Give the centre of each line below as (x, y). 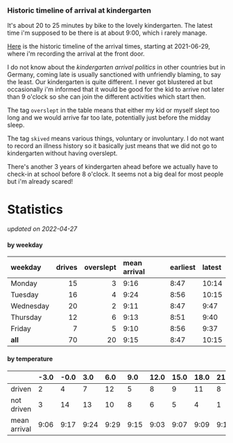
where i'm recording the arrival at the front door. (76, 54)
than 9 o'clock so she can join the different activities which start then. (106, 97)
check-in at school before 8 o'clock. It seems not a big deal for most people (115, 174)
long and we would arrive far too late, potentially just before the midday (109, 118)
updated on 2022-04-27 (42, 229)
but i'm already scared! (40, 182)
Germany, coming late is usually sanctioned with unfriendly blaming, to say (114, 74)
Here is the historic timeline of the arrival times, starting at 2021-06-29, (109, 47)
